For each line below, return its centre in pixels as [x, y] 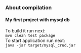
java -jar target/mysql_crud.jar [40, 45]
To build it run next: [25, 31]
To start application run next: [35, 41]
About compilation [29, 8]
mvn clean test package [30, 36]
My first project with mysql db [37, 20]
